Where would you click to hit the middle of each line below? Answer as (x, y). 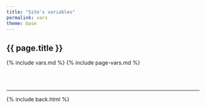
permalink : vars (27, 18)
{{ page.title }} (35, 48)
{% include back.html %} (38, 99)
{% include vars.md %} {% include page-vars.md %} (73, 63)
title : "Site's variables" (41, 12)
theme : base (21, 23)
